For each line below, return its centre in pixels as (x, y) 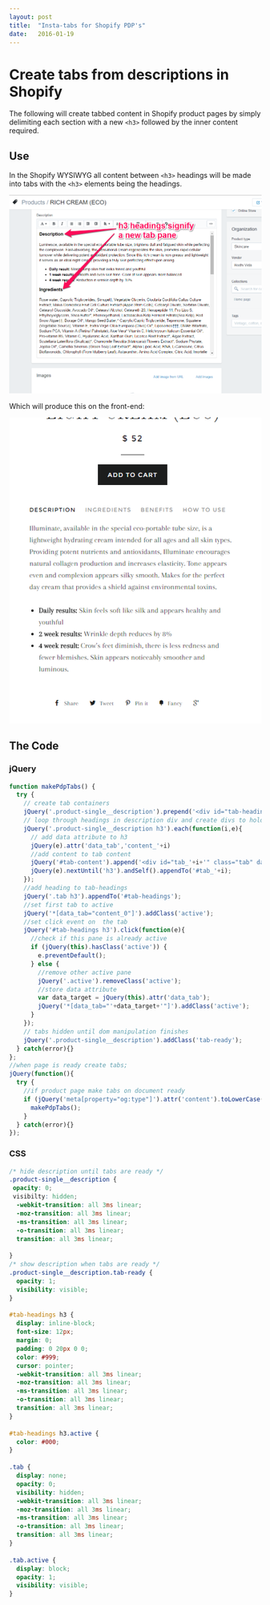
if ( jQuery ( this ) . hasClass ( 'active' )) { (99, 947)
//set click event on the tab (76, 922)
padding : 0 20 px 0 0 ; (52, 1348)
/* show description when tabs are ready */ (85, 1264)
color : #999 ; (38, 1357)
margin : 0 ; (34, 1340)
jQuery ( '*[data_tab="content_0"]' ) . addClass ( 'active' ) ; (119, 913)
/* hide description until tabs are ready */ (86, 1171)
